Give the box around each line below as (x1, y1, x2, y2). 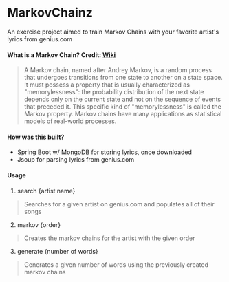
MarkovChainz (7, 5, 93, 21)
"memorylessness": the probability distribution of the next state (23, 88, 204, 96)
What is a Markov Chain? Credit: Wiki (7, 50, 116, 59)
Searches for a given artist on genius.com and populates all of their (23, 199, 215, 208)
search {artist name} (17, 186, 76, 195)
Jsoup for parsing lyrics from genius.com (17, 155, 135, 164)
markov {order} (17, 220, 61, 228)
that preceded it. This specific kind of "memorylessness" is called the (23, 102, 221, 111)
